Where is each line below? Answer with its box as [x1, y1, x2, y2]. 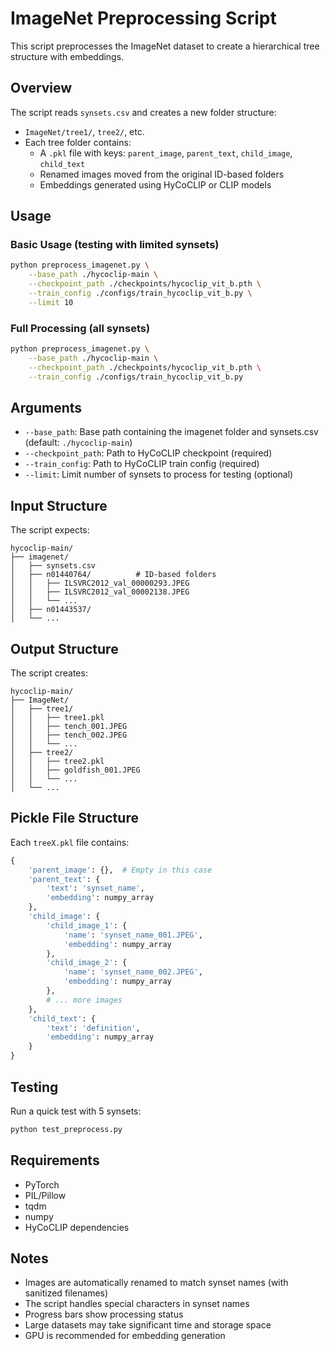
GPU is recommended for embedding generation [24, 1330, 226, 1342]
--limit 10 [28, 297, 74, 307]
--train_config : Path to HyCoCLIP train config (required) [24, 458, 260, 470]
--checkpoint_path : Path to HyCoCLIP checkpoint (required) [24, 447, 273, 459]
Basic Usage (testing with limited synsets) [10, 238, 220, 252]
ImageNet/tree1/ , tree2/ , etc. [24, 125, 145, 137]
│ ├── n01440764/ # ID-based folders [10, 570, 217, 580]
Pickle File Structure [10, 810, 139, 827]
